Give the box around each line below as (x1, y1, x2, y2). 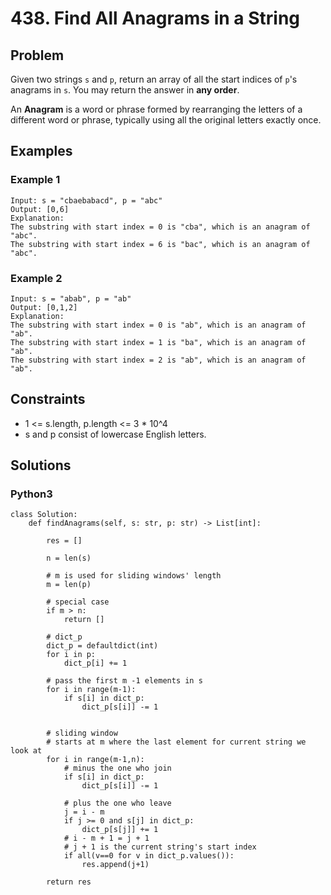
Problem (10, 47, 65, 64)
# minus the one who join (63, 763, 172, 774)
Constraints (10, 391, 86, 408)
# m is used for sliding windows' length (46, 571, 222, 581)
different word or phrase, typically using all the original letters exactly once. (10, 114, 322, 126)
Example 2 (10, 271, 63, 285)
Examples (10, 143, 73, 160)
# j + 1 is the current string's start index (63, 842, 257, 852)
